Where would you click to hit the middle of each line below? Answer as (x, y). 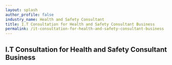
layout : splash (22, 10)
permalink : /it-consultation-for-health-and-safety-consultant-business (85, 29)
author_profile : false (30, 15)
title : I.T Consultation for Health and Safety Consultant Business (80, 24)
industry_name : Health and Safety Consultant (55, 19)
